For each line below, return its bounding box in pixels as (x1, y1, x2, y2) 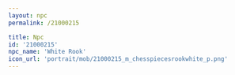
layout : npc (8, 11, 47, 20)
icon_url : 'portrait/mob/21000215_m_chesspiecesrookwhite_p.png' (8, 55, 228, 63)
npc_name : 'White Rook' (8, 48, 87, 56)
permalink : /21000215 (8, 19, 80, 27)
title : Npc (8, 33, 44, 41)
